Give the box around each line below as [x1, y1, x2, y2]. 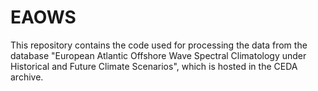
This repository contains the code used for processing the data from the [10, 39, 308, 51]
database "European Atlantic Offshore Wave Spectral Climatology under [10, 49, 307, 61]
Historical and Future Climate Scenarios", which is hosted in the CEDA [10, 60, 298, 72]
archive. [10, 71, 44, 83]
